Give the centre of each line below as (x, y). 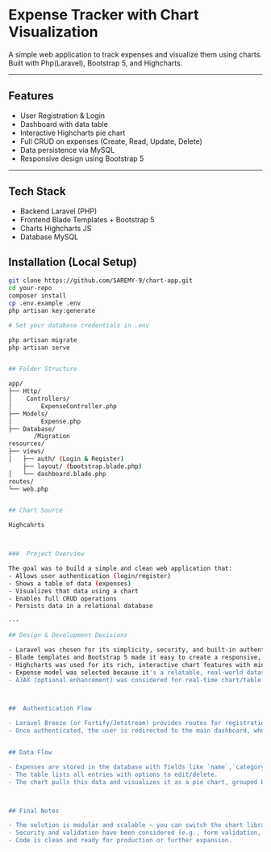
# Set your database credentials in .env (79, 325)
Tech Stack (37, 192)
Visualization (53, 32)
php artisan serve (39, 348)
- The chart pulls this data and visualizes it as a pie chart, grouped (133, 782)
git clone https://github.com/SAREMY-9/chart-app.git (101, 280)
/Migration (52, 437)
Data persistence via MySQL (67, 150)
